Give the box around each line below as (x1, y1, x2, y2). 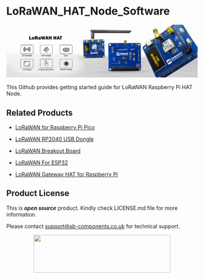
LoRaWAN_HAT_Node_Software (6, 4, 170, 18)
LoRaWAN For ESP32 (15, 159, 69, 166)
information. (6, 210, 37, 218)
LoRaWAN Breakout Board (15, 147, 81, 155)
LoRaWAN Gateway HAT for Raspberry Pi (15, 171, 118, 178)
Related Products (6, 107, 73, 118)
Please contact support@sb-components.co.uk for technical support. (6, 223, 180, 230)
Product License (6, 188, 70, 198)
